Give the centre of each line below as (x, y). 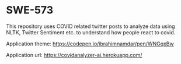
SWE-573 (30, 10)
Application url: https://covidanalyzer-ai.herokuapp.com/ (74, 55)
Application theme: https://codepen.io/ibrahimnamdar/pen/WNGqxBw (90, 44)
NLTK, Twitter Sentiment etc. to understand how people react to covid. (91, 32)
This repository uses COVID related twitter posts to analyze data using (90, 26)
